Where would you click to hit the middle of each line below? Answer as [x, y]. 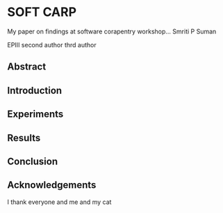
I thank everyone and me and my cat [59, 202]
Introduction [35, 90]
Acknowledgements [52, 185]
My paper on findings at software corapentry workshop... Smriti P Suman [112, 31]
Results [24, 137]
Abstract [27, 67]
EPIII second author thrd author [52, 45]
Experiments [35, 115]
